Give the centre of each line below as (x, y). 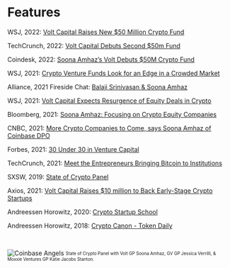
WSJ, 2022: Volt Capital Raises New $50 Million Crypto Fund (96, 32)
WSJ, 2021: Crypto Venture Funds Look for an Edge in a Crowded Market (114, 73)
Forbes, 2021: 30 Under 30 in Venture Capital (73, 149)
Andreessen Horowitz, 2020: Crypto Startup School (82, 212)
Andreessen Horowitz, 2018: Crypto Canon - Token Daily (90, 225)
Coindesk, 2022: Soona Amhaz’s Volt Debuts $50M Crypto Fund (101, 59)
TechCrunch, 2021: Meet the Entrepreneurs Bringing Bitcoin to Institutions (115, 163)
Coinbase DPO (29, 135)
